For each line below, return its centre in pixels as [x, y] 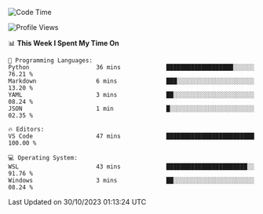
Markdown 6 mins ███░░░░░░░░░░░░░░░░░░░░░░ [131, 81]
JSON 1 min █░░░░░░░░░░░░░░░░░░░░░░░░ [131, 109]
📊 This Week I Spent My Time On [64, 43]
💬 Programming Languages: [50, 61]
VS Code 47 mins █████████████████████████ [131, 136]
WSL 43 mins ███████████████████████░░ [131, 167]
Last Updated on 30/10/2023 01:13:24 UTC [77, 202]
